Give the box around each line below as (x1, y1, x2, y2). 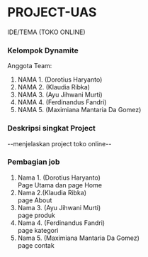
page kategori (17, 226, 59, 234)
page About (17, 196, 52, 204)
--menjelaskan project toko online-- (7, 139, 112, 148)
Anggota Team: (7, 62, 52, 70)
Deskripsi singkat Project (7, 124, 96, 133)
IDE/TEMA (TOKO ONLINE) (7, 28, 86, 36)
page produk (17, 211, 55, 219)
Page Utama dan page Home (17, 180, 103, 189)
